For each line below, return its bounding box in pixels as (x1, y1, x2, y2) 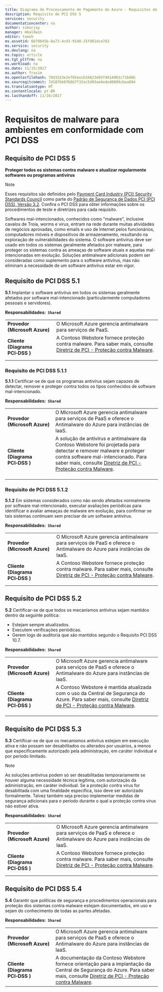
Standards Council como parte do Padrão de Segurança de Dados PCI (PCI (5, 196, 155, 202)
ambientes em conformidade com (5, 125, 144, 135)
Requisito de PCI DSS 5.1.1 (5, 367, 67, 374)
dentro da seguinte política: (5, 612, 60, 618)
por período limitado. (5, 753, 47, 759)
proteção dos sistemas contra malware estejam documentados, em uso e (5, 903, 152, 909)
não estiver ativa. (5, 803, 40, 809)
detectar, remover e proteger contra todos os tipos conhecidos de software (5, 383, 156, 390)
